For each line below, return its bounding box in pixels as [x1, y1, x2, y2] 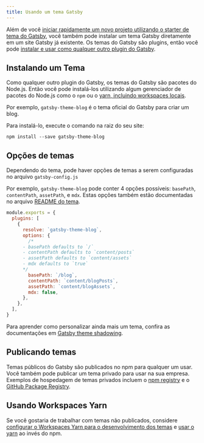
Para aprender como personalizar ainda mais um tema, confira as [6, 323, 171, 330]
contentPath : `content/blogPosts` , [28, 278, 119, 284]
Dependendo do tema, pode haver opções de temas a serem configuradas [6, 167, 194, 174]
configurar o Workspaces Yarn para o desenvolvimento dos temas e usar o [6, 423, 195, 430]
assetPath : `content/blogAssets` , [28, 283, 116, 290]
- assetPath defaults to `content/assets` [22, 255, 132, 261]
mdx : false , [28, 289, 59, 295]
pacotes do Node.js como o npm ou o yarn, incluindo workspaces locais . [6, 92, 187, 99]
